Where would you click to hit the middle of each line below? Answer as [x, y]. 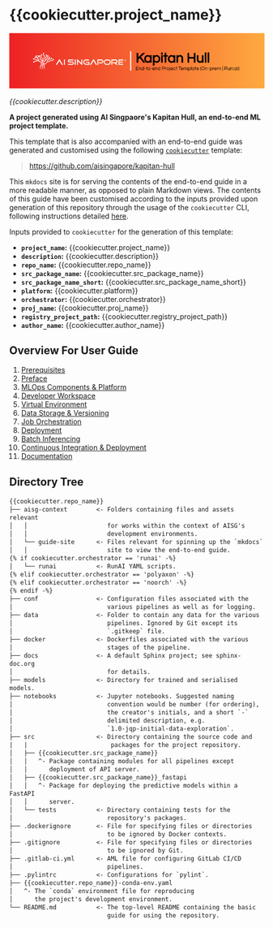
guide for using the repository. [164, 916]
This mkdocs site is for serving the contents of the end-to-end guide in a [128, 181]
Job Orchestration [51, 422]
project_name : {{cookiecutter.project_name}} [96, 247]
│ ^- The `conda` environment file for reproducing [102, 891]
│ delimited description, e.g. [107, 721]
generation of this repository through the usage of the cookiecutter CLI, [129, 207]
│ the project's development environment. [91, 900]
